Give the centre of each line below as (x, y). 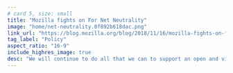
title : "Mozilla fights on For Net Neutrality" (77, 20)
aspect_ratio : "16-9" (38, 46)
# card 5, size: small (40, 14)
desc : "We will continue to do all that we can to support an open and (113, 59)
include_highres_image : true (49, 53)
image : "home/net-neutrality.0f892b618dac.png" (77, 26)
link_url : (21, 33)
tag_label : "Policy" (37, 40)
